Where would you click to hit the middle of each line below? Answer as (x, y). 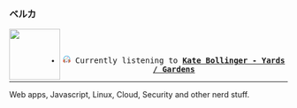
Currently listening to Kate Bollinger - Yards (180, 61)
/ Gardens (174, 69)
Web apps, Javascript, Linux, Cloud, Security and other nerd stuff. (129, 95)
